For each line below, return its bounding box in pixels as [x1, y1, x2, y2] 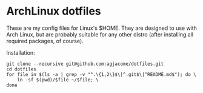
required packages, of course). [6, 37, 84, 44]
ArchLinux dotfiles [6, 4, 101, 18]
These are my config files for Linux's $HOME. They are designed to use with [6, 24, 197, 32]
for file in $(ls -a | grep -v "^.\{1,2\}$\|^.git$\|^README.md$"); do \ [6, 71, 197, 77]
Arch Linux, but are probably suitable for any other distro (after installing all [6, 30, 194, 38]
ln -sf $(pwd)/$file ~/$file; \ [17, 77, 99, 83]
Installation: [6, 49, 35, 56]
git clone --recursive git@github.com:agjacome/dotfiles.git [6, 61, 164, 67]
